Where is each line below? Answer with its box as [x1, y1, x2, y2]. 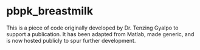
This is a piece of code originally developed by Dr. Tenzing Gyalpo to [6, 24, 179, 31]
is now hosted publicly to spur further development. [6, 37, 136, 44]
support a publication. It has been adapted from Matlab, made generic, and [6, 30, 195, 37]
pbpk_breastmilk [6, 4, 93, 18]
